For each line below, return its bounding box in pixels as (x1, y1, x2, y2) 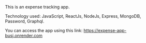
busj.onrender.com (5, 33, 43, 38)
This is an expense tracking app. (5, 4, 70, 10)
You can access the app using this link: (5, 28, 83, 33)
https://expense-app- (84, 28, 127, 33)
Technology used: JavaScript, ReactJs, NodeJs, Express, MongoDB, (5, 13, 141, 19)
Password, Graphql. (5, 19, 44, 24)
